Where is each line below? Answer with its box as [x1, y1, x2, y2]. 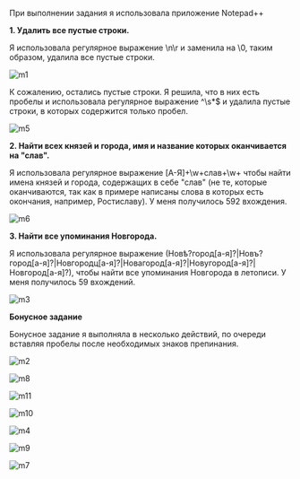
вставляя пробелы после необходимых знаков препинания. [9, 338, 239, 349]
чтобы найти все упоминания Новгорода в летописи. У [75, 267, 287, 277]
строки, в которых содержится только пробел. [9, 106, 188, 116]
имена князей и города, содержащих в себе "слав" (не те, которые [9, 177, 268, 187]
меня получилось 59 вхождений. [9, 277, 136, 287]
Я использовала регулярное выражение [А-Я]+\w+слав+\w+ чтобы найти [9, 168, 291, 178]
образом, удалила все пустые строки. [9, 52, 155, 62]
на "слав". [9, 150, 50, 161]
